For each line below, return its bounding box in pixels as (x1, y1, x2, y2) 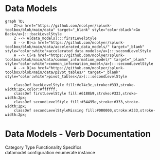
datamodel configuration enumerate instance (5, 149, 96, 155)
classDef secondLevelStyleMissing (14, 108, 84, 113)
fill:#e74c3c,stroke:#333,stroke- (66, 82, 136, 87)
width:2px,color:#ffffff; (5, 87, 57, 92)
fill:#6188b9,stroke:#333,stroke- (68, 91, 138, 96)
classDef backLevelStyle (14, 82, 64, 87)
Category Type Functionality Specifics (5, 144, 82, 150)
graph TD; (5, 19, 25, 24)
